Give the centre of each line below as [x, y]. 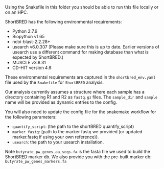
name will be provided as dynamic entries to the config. [61, 102]
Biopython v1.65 [28, 36]
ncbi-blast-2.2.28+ [31, 42]
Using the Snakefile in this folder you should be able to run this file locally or [82, 7]
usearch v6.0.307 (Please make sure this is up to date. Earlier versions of [86, 47]
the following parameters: [31, 117]
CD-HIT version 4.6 [32, 68]
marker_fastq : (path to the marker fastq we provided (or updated [77, 132]
